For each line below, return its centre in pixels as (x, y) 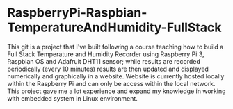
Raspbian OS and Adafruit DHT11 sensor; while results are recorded (104, 61)
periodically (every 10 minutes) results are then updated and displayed (108, 69)
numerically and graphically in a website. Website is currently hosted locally (116, 76)
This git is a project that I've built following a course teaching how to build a (115, 47)
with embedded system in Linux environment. (72, 98)
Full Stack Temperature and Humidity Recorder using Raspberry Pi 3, (106, 54)
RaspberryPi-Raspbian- (77, 13)
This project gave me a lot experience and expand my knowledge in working (116, 91)
